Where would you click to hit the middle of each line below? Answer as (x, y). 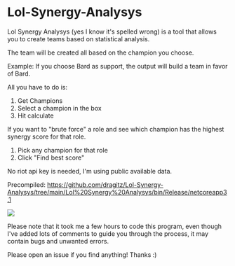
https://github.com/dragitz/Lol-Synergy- (105, 184)
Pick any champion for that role (63, 150)
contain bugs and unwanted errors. (58, 241)
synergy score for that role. (47, 136)
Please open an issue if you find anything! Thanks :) (82, 254)
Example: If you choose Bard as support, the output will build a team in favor (117, 66)
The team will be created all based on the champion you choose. (101, 52)
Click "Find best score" (51, 157)
